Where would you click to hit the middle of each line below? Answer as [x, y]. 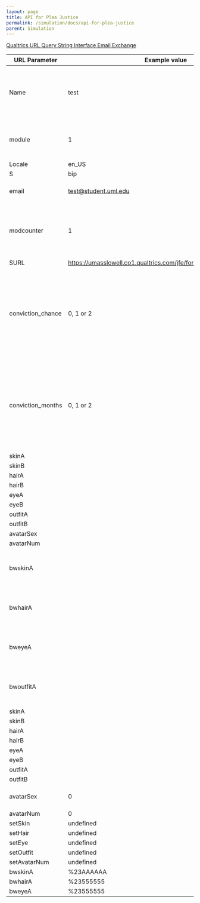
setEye [19, 843]
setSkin [20, 824]
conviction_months [36, 406]
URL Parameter [36, 60]
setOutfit [21, 853]
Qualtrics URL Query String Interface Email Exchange [71, 45]
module [20, 140]
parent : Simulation [30, 28]
